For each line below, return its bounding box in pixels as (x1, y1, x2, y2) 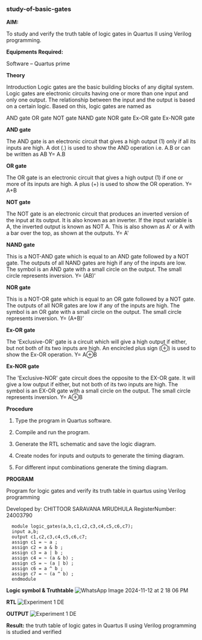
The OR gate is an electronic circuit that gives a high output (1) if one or (6, 174, 183, 181)
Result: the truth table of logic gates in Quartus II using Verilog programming (6, 622, 197, 629)
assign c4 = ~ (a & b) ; (11, 555, 74, 562)
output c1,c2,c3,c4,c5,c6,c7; (11, 534, 87, 540)
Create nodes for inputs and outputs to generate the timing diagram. (14, 452, 185, 459)
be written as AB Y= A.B (6, 150, 66, 158)
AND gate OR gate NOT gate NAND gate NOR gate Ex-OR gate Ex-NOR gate (6, 114, 195, 122)
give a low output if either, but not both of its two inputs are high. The (6, 381, 178, 388)
